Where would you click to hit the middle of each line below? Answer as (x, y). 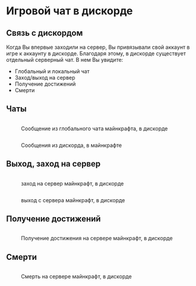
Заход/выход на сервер (45, 78)
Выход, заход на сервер (53, 164)
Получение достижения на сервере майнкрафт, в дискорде (97, 238)
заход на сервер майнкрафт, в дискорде (72, 183)
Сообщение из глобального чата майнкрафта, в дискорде (94, 128)
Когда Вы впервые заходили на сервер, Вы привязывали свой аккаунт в (98, 47)
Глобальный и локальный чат (52, 71)
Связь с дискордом (45, 33)
